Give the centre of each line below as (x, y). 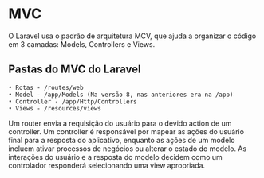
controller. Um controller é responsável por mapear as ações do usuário (126, 131)
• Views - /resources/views (55, 108)
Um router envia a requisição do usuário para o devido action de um (120, 123)
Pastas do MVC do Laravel (75, 70)
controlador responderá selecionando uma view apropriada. (107, 165)
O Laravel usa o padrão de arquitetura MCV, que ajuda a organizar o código (132, 36)
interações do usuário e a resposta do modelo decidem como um (116, 157)
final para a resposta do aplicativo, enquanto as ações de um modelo (122, 140)
